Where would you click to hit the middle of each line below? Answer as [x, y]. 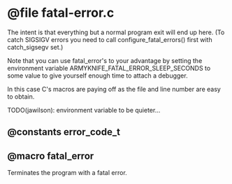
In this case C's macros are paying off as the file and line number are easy [114, 89]
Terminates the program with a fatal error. [67, 173]
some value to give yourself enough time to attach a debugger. [97, 76]
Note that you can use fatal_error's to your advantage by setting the [105, 60]
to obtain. [21, 97]
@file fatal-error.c [61, 13]
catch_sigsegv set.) [35, 47]
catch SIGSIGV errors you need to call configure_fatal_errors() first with [110, 39]
